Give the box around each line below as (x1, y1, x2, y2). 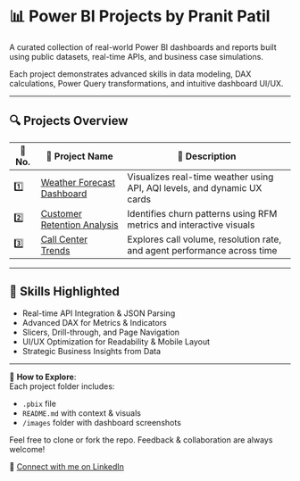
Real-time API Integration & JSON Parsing (21, 308, 176, 319)
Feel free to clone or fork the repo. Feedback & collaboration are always (9, 434, 273, 445)
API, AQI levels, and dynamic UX (127, 181, 262, 194)
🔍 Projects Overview (9, 113, 129, 129)
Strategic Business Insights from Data (21, 345, 162, 356)
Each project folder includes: (9, 380, 115, 392)
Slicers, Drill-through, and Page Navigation (21, 327, 180, 337)
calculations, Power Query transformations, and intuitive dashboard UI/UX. (9, 78, 284, 88)
